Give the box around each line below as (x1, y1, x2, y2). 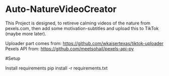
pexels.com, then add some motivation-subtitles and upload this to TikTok (5, 25, 159, 31)
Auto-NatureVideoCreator (5, 3, 117, 15)
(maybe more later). (5, 30, 46, 36)
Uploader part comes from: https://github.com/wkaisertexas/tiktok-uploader (5, 40, 164, 46)
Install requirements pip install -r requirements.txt (5, 65, 108, 71)
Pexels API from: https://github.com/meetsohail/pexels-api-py (5, 45, 134, 51)
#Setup (5, 55, 21, 61)
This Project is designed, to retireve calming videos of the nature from (5, 20, 150, 26)
